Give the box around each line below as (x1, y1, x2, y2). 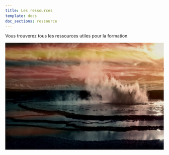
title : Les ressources (5, 8, 53, 13)
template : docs (5, 13, 37, 18)
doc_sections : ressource (5, 18, 57, 23)
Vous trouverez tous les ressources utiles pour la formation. (5, 33, 129, 39)
